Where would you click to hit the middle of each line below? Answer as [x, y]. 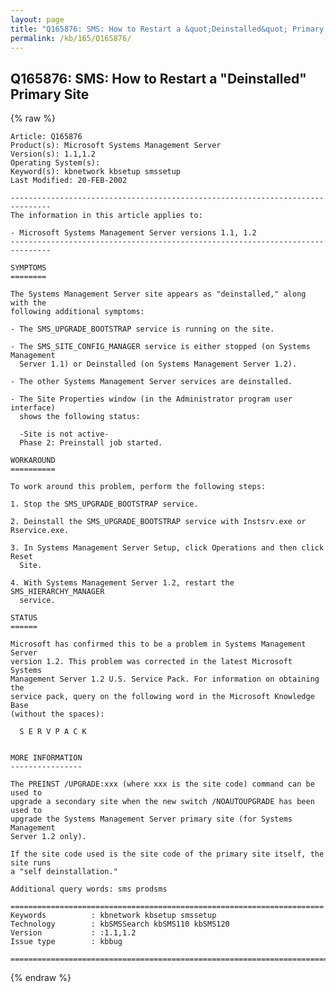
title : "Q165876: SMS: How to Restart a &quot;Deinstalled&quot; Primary [167, 29]
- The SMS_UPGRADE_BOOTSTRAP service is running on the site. [142, 329]
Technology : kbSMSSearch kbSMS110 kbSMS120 [120, 924]
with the [28, 303]
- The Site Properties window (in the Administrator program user [151, 399]
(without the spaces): [57, 714]
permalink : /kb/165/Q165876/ [71, 38]
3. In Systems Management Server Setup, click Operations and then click [167, 548]
